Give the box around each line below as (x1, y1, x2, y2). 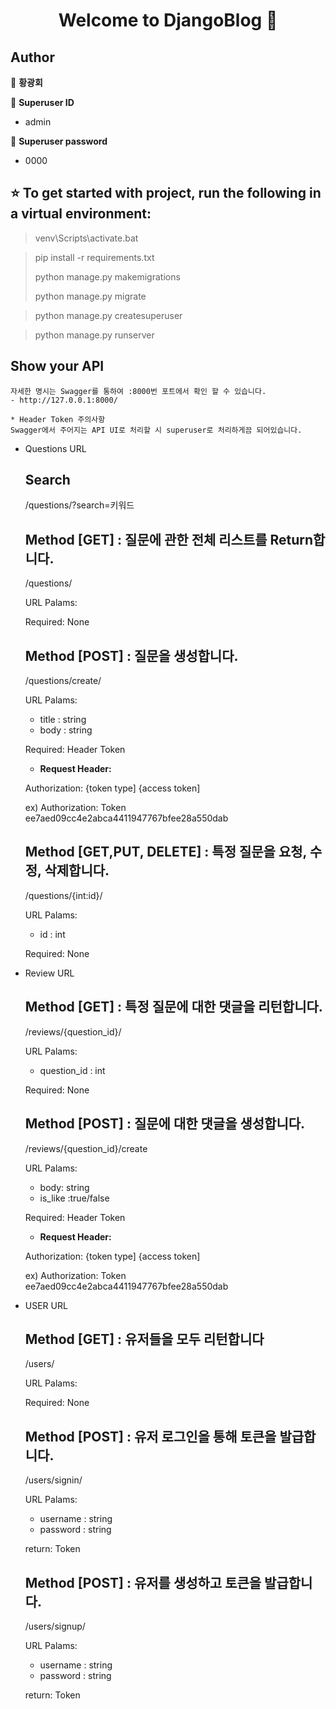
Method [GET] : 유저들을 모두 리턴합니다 (24, 1330, 265, 1348)
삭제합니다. (44, 862, 110, 879)
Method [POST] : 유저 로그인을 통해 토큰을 (24, 1428, 277, 1445)
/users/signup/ (24, 1620, 86, 1632)
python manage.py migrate (34, 290, 147, 302)
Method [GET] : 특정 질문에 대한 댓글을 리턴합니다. (24, 999, 323, 1016)
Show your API (10, 358, 105, 375)
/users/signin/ (24, 1474, 83, 1486)
